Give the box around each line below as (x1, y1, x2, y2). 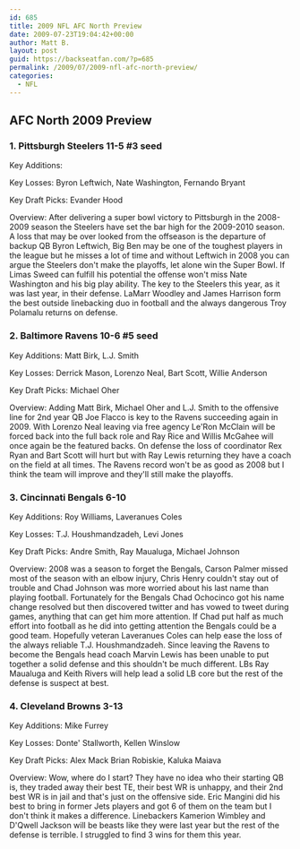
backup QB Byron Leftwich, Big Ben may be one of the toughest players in (9, 241, 284, 252)
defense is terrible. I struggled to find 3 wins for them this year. (9, 829, 242, 840)
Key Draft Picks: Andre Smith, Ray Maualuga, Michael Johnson (9, 545, 240, 556)
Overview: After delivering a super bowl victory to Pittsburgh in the (9, 212, 255, 223)
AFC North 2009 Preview (9, 113, 152, 128)
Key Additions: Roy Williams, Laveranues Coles (9, 511, 183, 522)
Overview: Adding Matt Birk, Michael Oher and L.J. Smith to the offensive (9, 402, 279, 413)
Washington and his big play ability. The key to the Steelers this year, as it (9, 279, 280, 289)
